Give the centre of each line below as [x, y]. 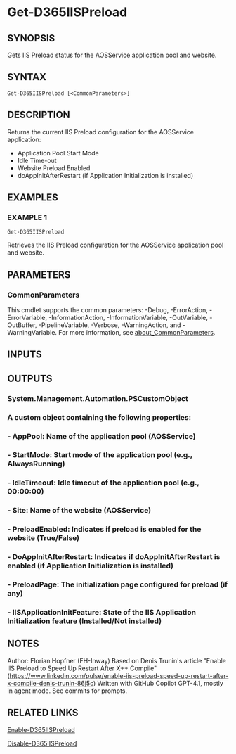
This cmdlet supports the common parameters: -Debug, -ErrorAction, [108, 310]
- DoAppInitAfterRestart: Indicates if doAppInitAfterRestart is [114, 557]
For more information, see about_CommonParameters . [137, 332]
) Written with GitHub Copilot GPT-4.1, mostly [158, 683]
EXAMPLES [33, 198]
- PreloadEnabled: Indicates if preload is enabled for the [104, 530]
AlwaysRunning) [36, 464]
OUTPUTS [30, 378]
